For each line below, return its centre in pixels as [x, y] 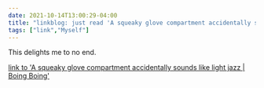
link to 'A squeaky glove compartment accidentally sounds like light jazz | [126, 68]
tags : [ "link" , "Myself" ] [49, 30]
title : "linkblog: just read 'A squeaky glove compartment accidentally [130, 23]
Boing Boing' [29, 76]
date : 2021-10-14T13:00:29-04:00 [63, 15]
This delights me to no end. [52, 53]
